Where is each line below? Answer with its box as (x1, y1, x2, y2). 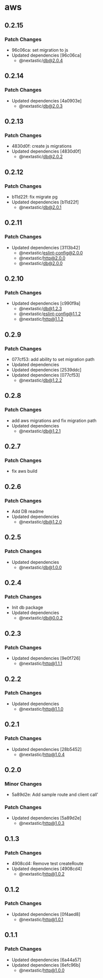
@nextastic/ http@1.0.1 (19, 916, 63, 922)
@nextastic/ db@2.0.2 (19, 154, 63, 160)
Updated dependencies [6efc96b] (11, 962, 81, 968)
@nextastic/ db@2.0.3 (19, 103, 63, 109)
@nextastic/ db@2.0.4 (19, 57, 63, 63)
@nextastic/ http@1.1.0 (19, 706, 64, 712)
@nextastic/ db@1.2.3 (19, 306, 62, 312)
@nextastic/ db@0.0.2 (19, 615, 63, 621)
